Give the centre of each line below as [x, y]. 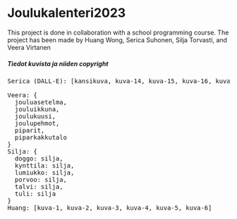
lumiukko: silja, [44, 173]
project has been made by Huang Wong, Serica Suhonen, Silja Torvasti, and [117, 39]
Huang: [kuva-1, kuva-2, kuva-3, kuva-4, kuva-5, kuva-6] [110, 208]
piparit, [30, 130]
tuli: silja [35, 194]
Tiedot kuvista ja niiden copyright [58, 63]
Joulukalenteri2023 [67, 13]
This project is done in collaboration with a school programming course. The [118, 32]
